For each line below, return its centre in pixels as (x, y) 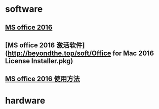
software (24, 9)
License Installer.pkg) (39, 61)
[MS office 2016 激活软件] (45, 45)
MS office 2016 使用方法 (42, 79)
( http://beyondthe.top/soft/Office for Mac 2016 (79, 53)
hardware (25, 100)
